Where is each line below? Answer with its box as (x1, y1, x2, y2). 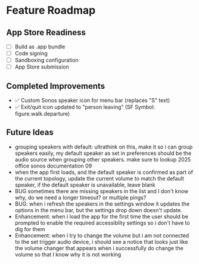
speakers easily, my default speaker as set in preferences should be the (14, 150, 192, 157)
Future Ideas (6, 128, 54, 138)
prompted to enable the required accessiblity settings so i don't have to (14, 219, 190, 226)
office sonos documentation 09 (14, 162, 92, 169)
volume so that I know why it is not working (14, 251, 122, 258)
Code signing (14, 50, 48, 57)
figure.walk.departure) (14, 110, 70, 117)
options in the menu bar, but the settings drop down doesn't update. (14, 206, 183, 213)
